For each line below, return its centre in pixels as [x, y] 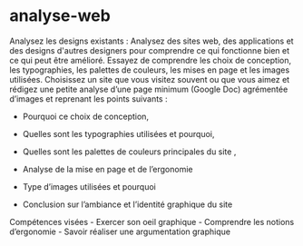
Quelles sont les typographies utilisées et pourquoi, [118, 133]
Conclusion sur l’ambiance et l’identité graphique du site [127, 204]
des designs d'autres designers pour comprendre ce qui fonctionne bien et [150, 50]
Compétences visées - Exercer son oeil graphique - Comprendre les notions [152, 221]
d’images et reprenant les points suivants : [88, 98]
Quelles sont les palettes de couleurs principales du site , [129, 152]
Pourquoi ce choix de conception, [86, 116]
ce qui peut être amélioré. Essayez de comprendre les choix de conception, [151, 60]
